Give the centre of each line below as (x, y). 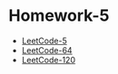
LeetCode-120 (49, 60)
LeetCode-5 (44, 41)
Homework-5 (59, 16)
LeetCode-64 (47, 50)
